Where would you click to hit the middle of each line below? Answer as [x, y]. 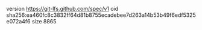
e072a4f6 [18, 21]
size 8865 [44, 21]
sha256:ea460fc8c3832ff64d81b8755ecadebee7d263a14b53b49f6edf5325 [101, 15]
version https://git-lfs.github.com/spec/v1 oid [62, 9]
